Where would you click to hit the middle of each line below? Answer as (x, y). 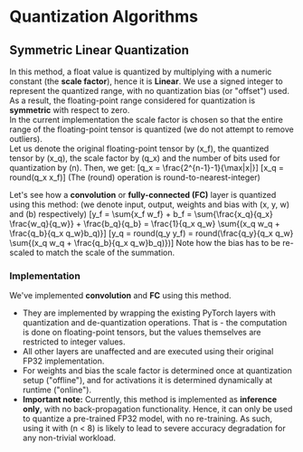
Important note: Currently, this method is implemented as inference (150, 400)
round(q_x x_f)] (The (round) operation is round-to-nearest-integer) (135, 177)
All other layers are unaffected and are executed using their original (148, 352)
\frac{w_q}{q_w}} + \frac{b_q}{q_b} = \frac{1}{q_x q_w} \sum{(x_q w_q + (145, 224)
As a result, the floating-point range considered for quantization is (133, 100)
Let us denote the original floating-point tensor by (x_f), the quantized (139, 148)
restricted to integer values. (74, 342)
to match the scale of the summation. (105, 252)
